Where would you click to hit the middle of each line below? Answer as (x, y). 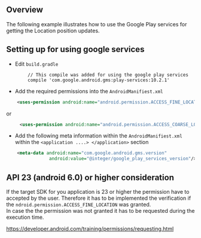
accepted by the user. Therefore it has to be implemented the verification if (99, 198)
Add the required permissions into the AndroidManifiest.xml (89, 91)
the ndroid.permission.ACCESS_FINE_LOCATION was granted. (79, 204)
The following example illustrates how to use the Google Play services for (97, 24)
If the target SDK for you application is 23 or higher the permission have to (98, 191)
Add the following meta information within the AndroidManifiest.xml (98, 136)
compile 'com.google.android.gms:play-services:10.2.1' (99, 80)
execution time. (25, 217)
